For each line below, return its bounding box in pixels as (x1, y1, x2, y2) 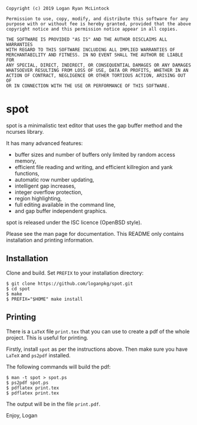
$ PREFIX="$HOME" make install (6, 296, 83, 302)
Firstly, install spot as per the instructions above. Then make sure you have (6, 345, 188, 352)
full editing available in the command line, (14, 201, 116, 208)
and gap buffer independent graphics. (14, 207, 107, 215)
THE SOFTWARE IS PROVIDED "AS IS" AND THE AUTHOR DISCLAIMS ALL (6, 37, 168, 42)
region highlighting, (14, 195, 62, 202)
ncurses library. (6, 128, 44, 135)
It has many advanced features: (6, 139, 83, 147)
